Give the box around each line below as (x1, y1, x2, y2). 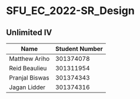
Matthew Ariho (9, 54, 50, 63)
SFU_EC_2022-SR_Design (6, 4, 135, 18)
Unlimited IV (6, 28, 52, 37)
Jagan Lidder (9, 83, 46, 91)
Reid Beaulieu (9, 64, 47, 72)
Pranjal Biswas (9, 74, 50, 81)
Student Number (55, 45, 103, 53)
